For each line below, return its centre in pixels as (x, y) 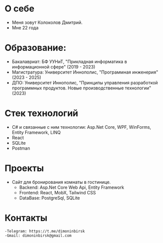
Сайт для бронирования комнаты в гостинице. (61, 182)
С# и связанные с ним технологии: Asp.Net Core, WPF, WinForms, (81, 127)
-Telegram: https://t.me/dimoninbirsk (45, 231)
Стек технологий (41, 114)
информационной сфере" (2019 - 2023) (53, 67)
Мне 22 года (25, 27)
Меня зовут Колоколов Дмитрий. (47, 22)
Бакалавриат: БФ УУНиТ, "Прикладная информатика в (69, 61)
